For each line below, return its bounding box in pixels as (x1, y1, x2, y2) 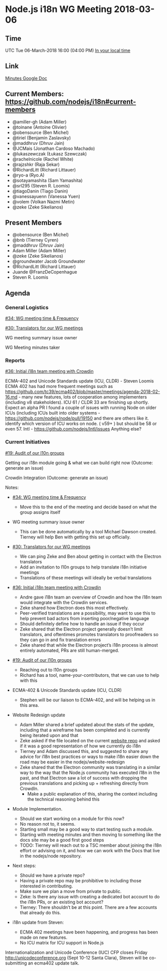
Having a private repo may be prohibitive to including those (19, 877, 142, 883)
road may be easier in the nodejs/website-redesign (19, 758, 125, 765)
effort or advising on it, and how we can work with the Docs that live (19, 847, 160, 853)
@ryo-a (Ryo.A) (12, 172, 45, 178)
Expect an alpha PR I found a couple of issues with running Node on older (5, 405, 157, 411)
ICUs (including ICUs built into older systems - (5, 410, 101, 416)
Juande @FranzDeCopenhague (12, 269, 77, 275)
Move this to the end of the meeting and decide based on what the (19, 504, 157, 510)
